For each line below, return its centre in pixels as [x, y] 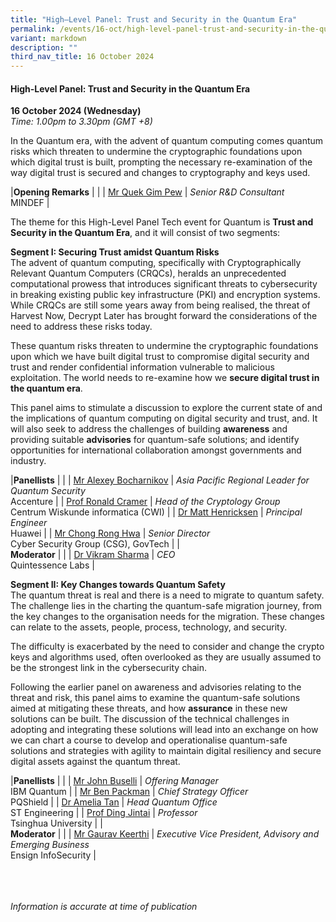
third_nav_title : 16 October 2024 [82, 57]
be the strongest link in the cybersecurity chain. [108, 668]
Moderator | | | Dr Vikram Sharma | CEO [93, 555]
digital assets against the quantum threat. [95, 762]
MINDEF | [30, 203]
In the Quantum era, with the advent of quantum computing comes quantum [167, 141]
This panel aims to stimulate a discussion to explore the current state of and [166, 408]
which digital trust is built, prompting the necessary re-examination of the [161, 162]
